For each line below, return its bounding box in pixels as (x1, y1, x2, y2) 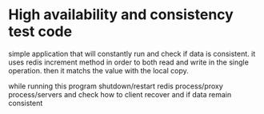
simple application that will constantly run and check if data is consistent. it (8, 49, 256, 58)
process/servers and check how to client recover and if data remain (8, 89, 232, 99)
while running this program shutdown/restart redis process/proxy (8, 81, 224, 91)
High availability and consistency (8, 6, 234, 24)
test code (8, 22, 73, 41)
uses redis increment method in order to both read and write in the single (8, 57, 250, 67)
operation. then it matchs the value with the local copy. (8, 65, 190, 75)
